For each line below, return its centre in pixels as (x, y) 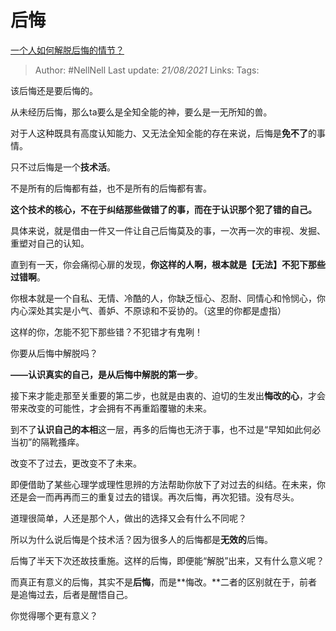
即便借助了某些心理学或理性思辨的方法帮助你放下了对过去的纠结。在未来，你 (168, 484)
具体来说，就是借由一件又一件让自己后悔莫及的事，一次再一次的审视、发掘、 (168, 230)
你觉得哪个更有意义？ (54, 615)
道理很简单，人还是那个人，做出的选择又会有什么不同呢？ (128, 518)
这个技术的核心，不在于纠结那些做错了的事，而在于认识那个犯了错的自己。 (163, 209)
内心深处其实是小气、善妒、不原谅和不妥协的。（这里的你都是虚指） (148, 310)
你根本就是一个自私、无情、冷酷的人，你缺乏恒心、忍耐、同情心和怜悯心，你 (168, 298)
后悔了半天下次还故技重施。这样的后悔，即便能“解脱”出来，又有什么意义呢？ (167, 560)
